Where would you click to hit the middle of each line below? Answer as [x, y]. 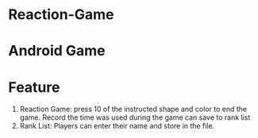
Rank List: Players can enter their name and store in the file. [117, 126]
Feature [34, 87]
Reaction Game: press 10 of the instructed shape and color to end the [133, 109]
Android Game [57, 51]
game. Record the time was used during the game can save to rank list [135, 117]
